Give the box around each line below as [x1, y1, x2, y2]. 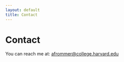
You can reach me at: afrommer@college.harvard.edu [5, 51, 119, 57]
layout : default [5, 7, 40, 13]
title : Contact [5, 12, 38, 17]
